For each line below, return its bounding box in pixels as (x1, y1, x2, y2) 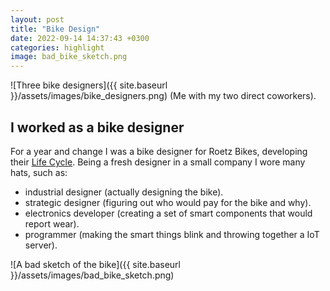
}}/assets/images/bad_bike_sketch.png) (10, 269, 175, 281)
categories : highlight (10, 42, 105, 53)
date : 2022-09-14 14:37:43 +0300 (10, 33, 150, 43)
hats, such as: (10, 166, 68, 178)
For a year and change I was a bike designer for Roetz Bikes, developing (10, 145, 308, 157)
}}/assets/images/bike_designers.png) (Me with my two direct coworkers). (10, 90, 317, 102)
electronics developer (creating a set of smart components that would (24, 207, 313, 219)
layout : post (10, 14, 65, 25)
